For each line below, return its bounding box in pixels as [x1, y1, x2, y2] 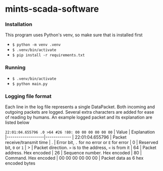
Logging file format [5, 93, 52, 99]
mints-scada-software [5, 3, 99, 15]
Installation [5, 21, 33, 28]
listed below [5, 120, 30, 125]
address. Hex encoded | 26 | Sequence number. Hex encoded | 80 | [5, 150, 142, 156]
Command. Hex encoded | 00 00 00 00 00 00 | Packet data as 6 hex [5, 155, 143, 161]
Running [5, 64, 26, 71]
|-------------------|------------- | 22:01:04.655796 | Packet [5, 134, 127, 140]
